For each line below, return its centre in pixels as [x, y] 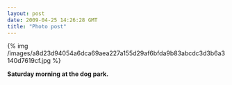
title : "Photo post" [37, 26]
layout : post [26, 13]
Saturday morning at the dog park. [58, 74]
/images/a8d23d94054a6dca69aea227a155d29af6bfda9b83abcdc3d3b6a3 [116, 53]
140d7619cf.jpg [29, 61]
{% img [18, 46]
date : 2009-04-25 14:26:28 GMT [52, 20]
